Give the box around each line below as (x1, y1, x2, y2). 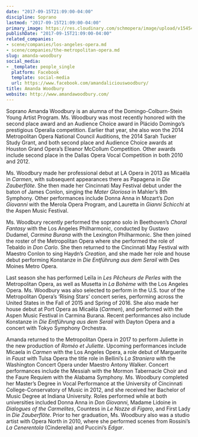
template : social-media (11, 75, 70, 81)
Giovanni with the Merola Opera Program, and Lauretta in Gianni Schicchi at (6, 201, 190, 208)
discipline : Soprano (6, 14, 57, 20)
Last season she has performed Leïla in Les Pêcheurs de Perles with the (6, 274, 181, 281)
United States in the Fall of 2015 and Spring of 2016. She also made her (6, 299, 179, 306)
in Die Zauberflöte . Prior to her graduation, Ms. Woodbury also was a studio (6, 411, 190, 418)
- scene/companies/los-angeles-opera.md (6, 42, 107, 48)
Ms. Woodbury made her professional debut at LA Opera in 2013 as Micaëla (6, 169, 190, 176)
